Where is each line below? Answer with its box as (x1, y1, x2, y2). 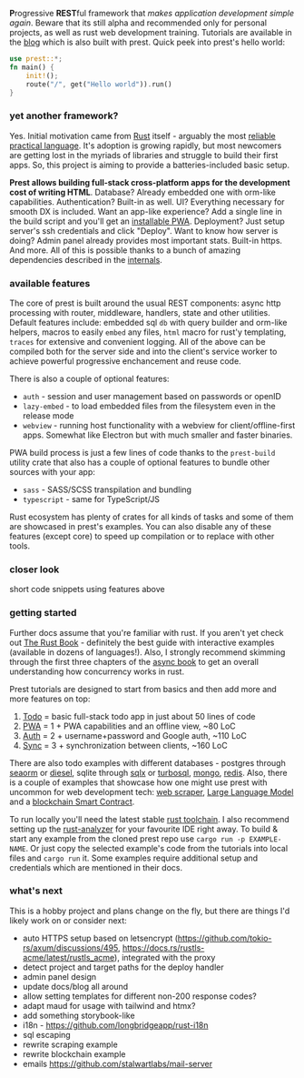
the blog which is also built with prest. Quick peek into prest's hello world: (9, 36, 286, 47)
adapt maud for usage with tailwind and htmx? (22, 1000, 196, 1011)
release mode (22, 409, 74, 421)
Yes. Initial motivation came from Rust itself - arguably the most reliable (9, 130, 277, 141)
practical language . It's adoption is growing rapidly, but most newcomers (9, 140, 282, 151)
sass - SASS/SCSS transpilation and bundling (22, 484, 192, 495)
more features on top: (9, 693, 91, 704)
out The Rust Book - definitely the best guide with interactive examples (9, 637, 275, 648)
